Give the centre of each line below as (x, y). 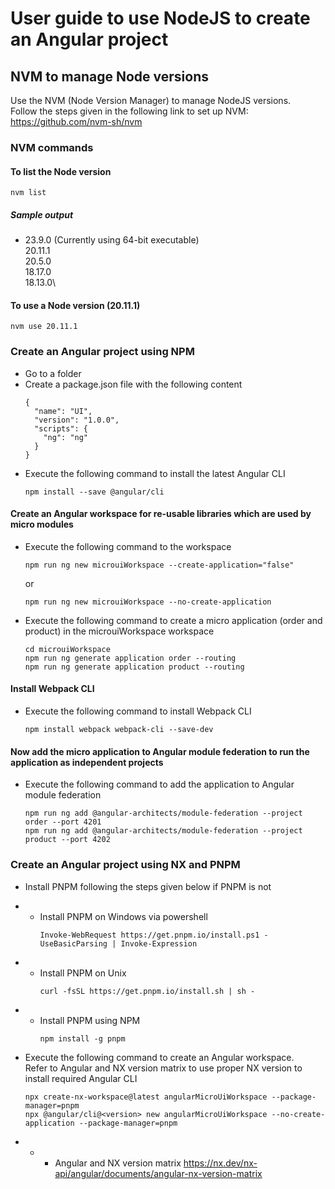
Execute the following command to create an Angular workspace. (159, 1057)
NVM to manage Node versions (109, 76)
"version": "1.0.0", (77, 420)
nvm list (28, 193)
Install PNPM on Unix (83, 973)
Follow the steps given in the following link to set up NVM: (129, 111)
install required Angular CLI (81, 1078)
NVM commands (52, 147)
